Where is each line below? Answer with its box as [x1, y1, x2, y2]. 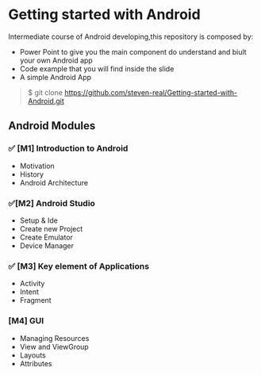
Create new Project [19, 224, 83, 233]
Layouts [19, 350, 46, 360]
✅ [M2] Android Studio [8, 197, 95, 209]
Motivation [19, 161, 56, 170]
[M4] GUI [8, 316, 44, 327]
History [19, 169, 44, 179]
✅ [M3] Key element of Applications [8, 260, 149, 271]
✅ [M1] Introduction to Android [8, 143, 129, 154]
